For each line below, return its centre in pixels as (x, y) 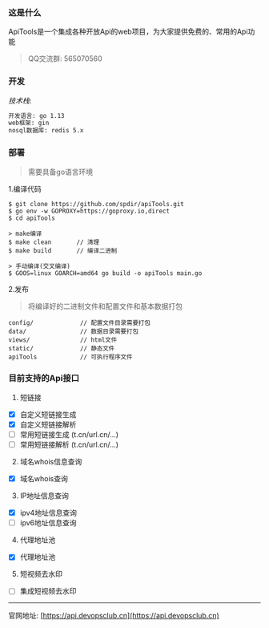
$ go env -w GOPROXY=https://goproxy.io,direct (89, 211)
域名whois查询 (44, 479)
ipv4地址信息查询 (48, 513)
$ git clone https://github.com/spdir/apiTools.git (96, 204)
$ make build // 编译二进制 (63, 250)
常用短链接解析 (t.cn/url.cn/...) (69, 444)
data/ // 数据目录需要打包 (73, 331)
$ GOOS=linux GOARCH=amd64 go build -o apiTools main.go (105, 273)
